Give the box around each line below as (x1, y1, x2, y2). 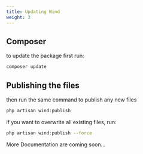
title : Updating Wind (6, 8, 60, 15)
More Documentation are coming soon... (6, 141, 106, 148)
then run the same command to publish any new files (6, 96, 137, 103)
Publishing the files (6, 80, 80, 90)
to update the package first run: (6, 52, 84, 60)
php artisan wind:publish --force (6, 130, 93, 136)
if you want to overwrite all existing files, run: (6, 118, 117, 125)
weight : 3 (6, 14, 31, 20)
